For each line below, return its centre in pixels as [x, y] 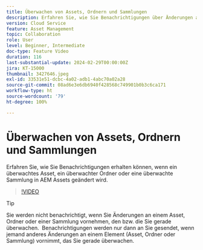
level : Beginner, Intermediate [46, 46]
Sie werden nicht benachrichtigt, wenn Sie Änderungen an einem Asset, [96, 215]
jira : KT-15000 [25, 68]
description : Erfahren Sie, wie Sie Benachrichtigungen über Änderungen [100, 18]
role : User [20, 40]
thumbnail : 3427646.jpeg [37, 74]
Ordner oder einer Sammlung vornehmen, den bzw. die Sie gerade [89, 221]
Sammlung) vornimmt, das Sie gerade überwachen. [70, 240]
